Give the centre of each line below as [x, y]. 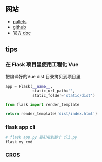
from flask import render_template [42, 105]
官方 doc [22, 33]
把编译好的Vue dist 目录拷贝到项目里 [43, 76]
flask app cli [20, 127]
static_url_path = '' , [54, 91]
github [19, 27]
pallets [19, 21]
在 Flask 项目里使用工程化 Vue [42, 65]
